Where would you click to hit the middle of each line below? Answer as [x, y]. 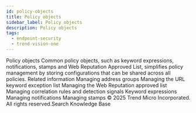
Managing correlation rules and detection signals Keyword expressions [92, 91]
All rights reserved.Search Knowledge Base [59, 104]
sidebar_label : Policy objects [44, 22]
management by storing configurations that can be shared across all [88, 73]
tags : [13, 33]
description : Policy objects [42, 28]
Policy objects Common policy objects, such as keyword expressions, [90, 60]
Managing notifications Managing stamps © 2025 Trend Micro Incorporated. [98, 97]
